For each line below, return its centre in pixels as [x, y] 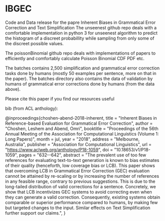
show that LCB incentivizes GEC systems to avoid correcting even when [79, 192]
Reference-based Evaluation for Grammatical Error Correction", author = [79, 123]
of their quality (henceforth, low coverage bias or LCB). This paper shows [80, 165]
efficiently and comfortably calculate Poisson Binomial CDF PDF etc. [75, 58]
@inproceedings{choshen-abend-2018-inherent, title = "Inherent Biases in [81, 118]
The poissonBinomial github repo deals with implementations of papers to [81, 53]
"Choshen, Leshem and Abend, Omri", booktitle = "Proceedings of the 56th [82, 128]
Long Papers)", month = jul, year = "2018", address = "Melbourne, [72, 139]
